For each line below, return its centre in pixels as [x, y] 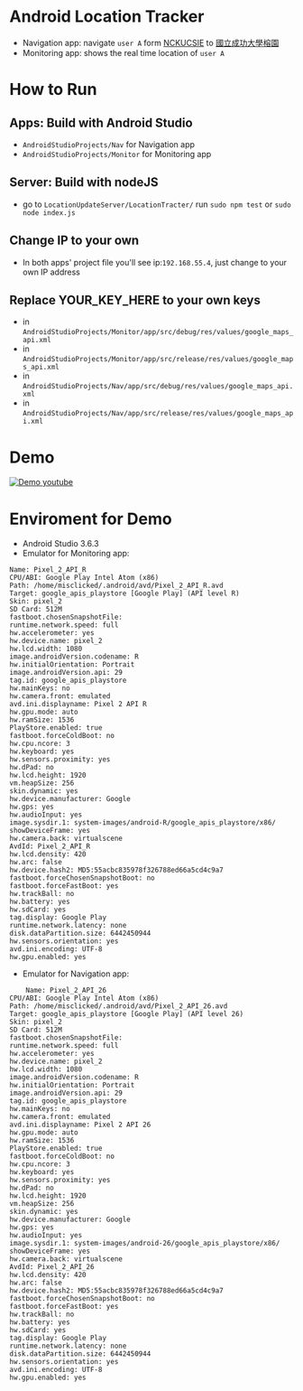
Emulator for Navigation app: [75, 974]
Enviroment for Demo [91, 519]
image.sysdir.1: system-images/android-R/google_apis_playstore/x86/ [143, 823]
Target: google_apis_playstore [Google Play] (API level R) [125, 593]
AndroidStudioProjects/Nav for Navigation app [109, 144]
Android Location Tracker [107, 17]
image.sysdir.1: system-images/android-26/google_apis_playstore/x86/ [145, 1244]
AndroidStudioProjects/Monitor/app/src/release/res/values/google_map [158, 359]
